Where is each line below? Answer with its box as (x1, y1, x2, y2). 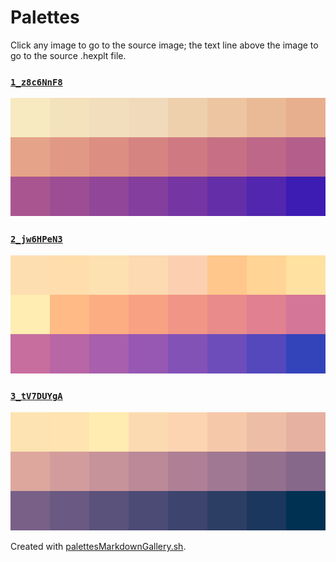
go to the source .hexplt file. (10, 49, 127, 61)
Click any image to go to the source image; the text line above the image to (10, 39, 319, 51)
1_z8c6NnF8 (10, 76, 63, 88)
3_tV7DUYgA (10, 391, 63, 402)
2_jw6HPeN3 (10, 234, 63, 245)
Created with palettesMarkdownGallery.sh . (10, 540, 187, 552)
